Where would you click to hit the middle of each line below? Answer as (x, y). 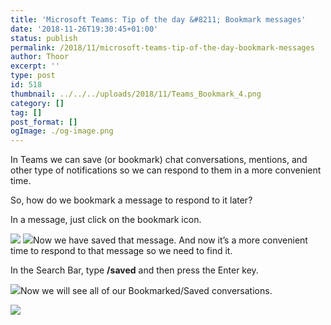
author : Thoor (40, 57)
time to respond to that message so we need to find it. (121, 251)
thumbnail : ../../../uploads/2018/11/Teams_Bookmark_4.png (136, 94)
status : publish (44, 38)
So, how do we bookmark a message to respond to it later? (131, 200)
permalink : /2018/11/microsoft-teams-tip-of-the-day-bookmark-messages (162, 47)
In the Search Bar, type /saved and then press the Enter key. (134, 270)
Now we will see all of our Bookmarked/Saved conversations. (146, 291)
